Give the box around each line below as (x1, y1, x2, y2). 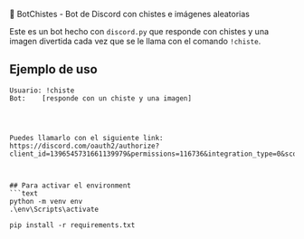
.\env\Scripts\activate (9, 205, 100, 214)
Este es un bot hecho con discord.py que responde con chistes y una (9, 26, 270, 36)
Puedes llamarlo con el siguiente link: (9, 133, 165, 142)
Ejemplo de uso (9, 62, 98, 77)
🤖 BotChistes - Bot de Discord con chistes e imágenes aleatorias (9, 9, 251, 19)
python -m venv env (9, 196, 83, 206)
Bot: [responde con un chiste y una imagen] (9, 93, 193, 103)
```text (9, 188, 39, 198)
